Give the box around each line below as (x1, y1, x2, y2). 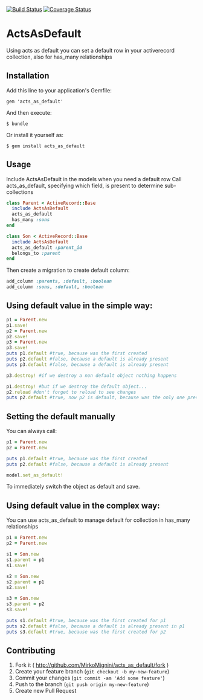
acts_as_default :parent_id (11, 245, 83, 251)
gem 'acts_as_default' (6, 98, 63, 104)
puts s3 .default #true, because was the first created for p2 (6, 629, 166, 635)
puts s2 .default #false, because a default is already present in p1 (6, 623, 185, 629)
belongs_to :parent (11, 250, 61, 256)
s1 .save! (6, 562, 28, 568)
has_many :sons (11, 217, 50, 223)
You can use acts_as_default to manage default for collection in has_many (6, 516, 190, 524)
